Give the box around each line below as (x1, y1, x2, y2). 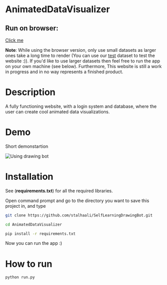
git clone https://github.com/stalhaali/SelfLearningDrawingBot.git (5, 212, 153, 218)
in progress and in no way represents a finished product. (5, 69, 123, 75)
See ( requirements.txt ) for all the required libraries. (5, 187, 113, 194)
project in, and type (5, 203, 46, 209)
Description (5, 86, 56, 98)
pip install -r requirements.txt (5, 231, 76, 236)
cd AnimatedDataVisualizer (5, 222, 62, 227)
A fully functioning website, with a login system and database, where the (5, 103, 157, 109)
